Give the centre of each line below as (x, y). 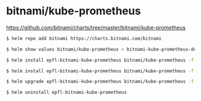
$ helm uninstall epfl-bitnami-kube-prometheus (67, 93)
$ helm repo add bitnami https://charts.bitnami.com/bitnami (84, 38)
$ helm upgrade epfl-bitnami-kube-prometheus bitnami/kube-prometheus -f (100, 82)
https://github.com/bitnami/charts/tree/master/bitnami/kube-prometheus (96, 27)
